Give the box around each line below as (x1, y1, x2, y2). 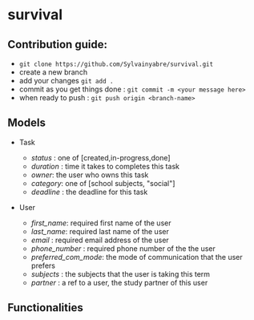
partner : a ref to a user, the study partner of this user (30, 277, 208, 287)
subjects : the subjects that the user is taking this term (30, 269, 210, 278)
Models (7, 116, 46, 130)
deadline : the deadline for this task (30, 187, 148, 196)
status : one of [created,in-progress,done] (30, 152, 171, 162)
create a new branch (18, 67, 88, 77)
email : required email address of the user (30, 235, 169, 245)
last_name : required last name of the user (30, 226, 169, 236)
